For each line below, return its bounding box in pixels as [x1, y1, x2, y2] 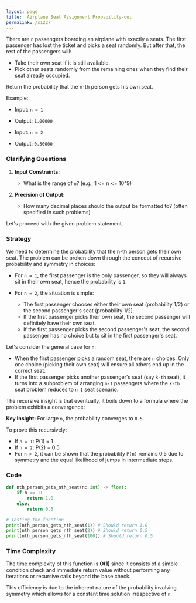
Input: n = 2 [14, 129, 44, 136]
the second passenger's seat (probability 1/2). [23, 306, 135, 314]
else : [16, 500, 30, 507]
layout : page [6, 8, 38, 15]
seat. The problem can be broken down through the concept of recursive [6, 254, 182, 261]
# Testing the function [6, 517, 64, 523]
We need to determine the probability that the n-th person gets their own [6, 248, 181, 255]
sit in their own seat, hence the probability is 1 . [14, 278, 127, 285]
